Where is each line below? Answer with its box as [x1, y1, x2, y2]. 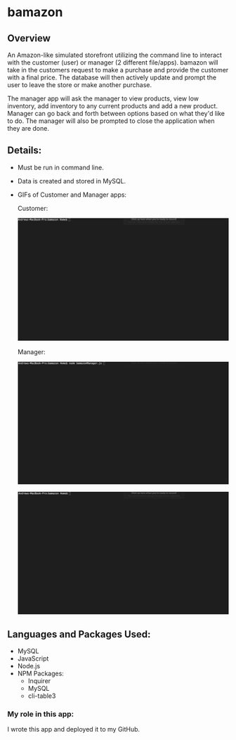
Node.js [17, 662, 41, 670]
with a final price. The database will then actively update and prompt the [7, 73, 216, 82]
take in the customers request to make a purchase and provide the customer [7, 66, 229, 74]
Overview [7, 32, 51, 44]
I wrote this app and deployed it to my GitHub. [7, 725, 140, 734]
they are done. [7, 124, 49, 132]
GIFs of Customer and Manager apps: [17, 190, 127, 199]
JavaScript [17, 654, 49, 663]
